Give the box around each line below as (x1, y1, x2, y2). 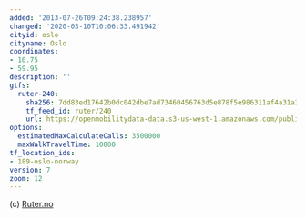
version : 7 (9, 165, 51, 174)
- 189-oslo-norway (9, 156, 79, 166)
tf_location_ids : (9, 148, 76, 157)
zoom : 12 (9, 173, 43, 183)
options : (9, 124, 43, 133)
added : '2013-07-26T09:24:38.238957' (9, 13, 153, 23)
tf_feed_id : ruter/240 (25, 106, 112, 115)
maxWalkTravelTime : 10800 (17, 140, 117, 149)
